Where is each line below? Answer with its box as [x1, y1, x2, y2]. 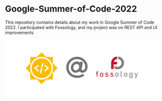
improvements [5, 29, 34, 35]
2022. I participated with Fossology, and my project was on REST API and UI [5, 24, 158, 30]
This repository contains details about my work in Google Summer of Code [5, 19, 154, 25]
